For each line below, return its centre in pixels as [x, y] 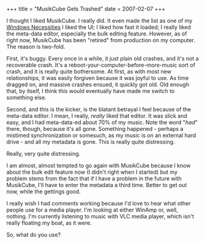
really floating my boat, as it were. [49, 223]
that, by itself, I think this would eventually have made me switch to [91, 91]
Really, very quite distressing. [43, 153]
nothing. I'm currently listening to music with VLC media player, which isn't [100, 216]
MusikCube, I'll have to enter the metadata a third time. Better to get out [97, 185]
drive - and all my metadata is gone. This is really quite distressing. [91, 142]
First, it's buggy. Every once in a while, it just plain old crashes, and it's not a [102, 58]
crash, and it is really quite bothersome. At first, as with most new [89, 72]
